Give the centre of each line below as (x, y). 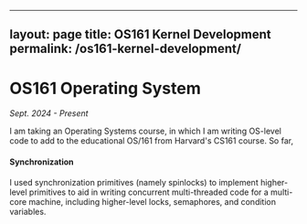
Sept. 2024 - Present (49, 113)
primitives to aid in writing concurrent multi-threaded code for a (149, 192)
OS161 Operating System (105, 88)
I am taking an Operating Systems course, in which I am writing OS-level (145, 131)
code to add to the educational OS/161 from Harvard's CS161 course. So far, (152, 141)
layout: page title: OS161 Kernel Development (140, 34)
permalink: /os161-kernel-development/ (126, 49)
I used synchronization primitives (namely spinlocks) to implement (134, 182)
